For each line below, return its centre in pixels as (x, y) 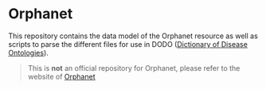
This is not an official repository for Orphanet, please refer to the (134, 68)
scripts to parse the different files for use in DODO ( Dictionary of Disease (128, 44)
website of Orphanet (61, 76)
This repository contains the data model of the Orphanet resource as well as (133, 36)
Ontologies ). (29, 52)
